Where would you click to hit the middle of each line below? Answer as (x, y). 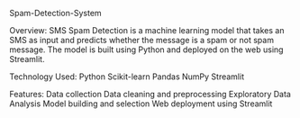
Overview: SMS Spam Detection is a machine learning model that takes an (147, 30)
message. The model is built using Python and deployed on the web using (146, 50)
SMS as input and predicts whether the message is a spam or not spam (142, 40)
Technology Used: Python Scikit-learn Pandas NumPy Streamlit (127, 77)
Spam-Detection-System (55, 13)
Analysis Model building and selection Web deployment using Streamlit (141, 104)
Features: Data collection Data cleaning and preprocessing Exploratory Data (150, 94)
